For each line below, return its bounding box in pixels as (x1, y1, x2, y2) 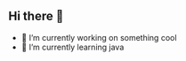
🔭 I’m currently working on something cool (20, 32, 177, 42)
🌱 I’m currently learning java (20, 42, 125, 52)
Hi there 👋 (8, 9, 64, 24)
